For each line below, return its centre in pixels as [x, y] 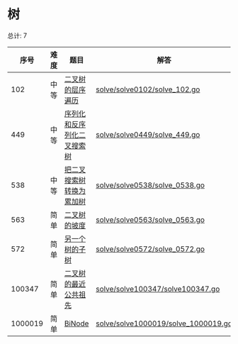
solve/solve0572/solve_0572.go [150, 249]
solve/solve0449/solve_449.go [148, 134]
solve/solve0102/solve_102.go [148, 89]
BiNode [76, 323]
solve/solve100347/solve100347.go [158, 289]
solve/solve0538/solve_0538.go [150, 185]
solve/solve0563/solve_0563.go [150, 219]
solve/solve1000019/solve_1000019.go [164, 323]
